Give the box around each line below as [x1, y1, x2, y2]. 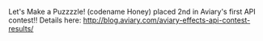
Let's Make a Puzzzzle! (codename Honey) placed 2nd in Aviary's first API [8, 7, 257, 16]
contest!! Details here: [8, 15, 82, 25]
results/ [8, 24, 34, 33]
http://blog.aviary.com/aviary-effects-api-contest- [83, 15, 251, 25]
